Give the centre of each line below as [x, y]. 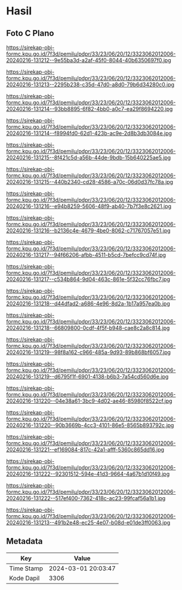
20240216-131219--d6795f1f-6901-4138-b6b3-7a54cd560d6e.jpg [87, 376]
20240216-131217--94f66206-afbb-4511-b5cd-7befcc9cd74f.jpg [86, 255]
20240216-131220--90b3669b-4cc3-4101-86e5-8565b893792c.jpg [90, 425]
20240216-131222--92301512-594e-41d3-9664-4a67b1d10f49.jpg [88, 474]
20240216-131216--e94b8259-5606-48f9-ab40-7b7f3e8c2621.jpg [89, 206]
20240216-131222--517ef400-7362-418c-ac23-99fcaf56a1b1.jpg [86, 498]
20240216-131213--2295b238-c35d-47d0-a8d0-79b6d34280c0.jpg [90, 84]
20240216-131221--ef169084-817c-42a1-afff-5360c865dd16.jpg [85, 450]
